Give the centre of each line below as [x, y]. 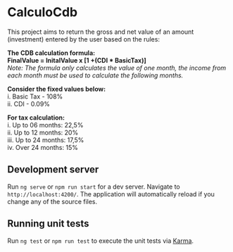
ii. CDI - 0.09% [29, 103]
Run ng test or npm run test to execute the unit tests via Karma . [101, 241]
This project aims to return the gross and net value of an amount [101, 32]
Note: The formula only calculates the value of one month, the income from [117, 68]
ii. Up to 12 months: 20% [43, 132]
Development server [53, 170]
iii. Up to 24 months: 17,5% [46, 140]
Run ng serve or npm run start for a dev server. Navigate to [94, 187]
